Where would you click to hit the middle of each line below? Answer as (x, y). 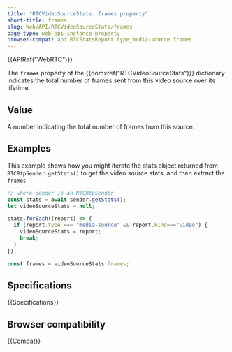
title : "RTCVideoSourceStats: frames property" (78, 14)
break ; (29, 238)
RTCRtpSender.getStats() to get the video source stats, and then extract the (116, 173)
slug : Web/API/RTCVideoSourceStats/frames (70, 27)
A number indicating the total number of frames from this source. (101, 126)
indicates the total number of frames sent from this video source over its (111, 80)
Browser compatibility (57, 324)
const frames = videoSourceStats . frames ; (68, 264)
